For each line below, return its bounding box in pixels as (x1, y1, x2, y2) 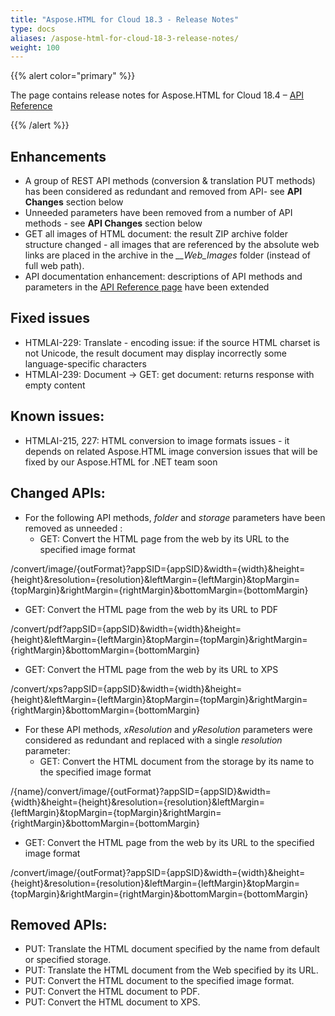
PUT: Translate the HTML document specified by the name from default (24, 943, 320, 955)
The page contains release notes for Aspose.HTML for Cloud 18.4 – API (10, 89, 305, 101)
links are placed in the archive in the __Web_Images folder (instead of (24, 249, 312, 261)
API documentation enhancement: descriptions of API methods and (24, 271, 303, 283)
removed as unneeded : (24, 522, 123, 534)
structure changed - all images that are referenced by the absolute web (24, 239, 320, 251)
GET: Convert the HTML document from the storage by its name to (39, 755, 315, 767)
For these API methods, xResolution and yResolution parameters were (24, 723, 313, 735)
